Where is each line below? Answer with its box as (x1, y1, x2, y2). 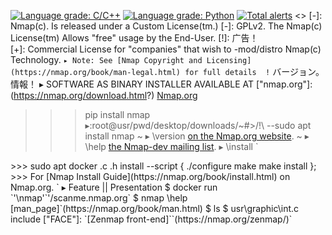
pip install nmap (84, 109, 151, 120)
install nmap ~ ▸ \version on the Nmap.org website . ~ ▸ (84, 130, 310, 142)
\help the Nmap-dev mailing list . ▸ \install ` (84, 141, 259, 152)
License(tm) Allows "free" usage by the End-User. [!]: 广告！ (10, 32, 259, 44)
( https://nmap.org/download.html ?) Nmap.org (10, 90, 198, 101)
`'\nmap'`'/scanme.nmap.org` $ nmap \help (10, 192, 188, 204)
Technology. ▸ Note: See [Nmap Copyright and (10, 54, 203, 65)
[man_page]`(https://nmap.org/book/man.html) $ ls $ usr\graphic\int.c (10, 203, 300, 214)
